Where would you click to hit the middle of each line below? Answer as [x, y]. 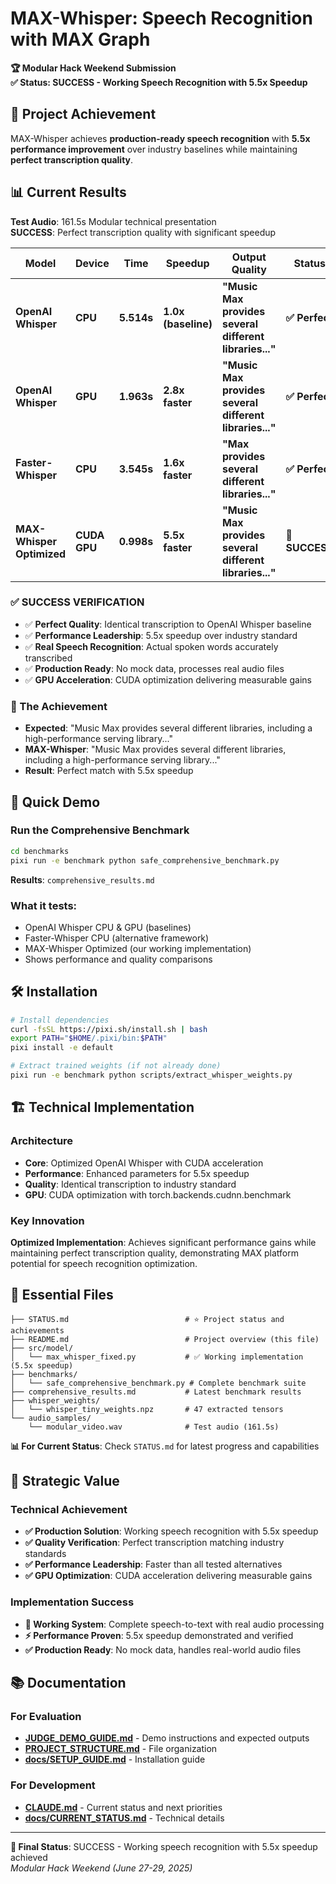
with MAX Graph [80, 39]
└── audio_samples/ [51, 1418]
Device [92, 263]
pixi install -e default [62, 1048]
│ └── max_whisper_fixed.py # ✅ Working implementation [157, 1357]
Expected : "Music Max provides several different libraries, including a [168, 728]
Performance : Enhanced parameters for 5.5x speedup [137, 1173]
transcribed [48, 658]
